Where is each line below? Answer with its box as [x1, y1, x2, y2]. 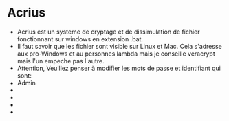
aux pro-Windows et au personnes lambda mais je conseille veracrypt [17, 49, 215, 58]
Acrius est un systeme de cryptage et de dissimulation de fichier [17, 27, 201, 36]
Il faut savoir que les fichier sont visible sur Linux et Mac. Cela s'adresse [17, 42, 222, 50]
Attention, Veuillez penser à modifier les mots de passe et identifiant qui [17, 64, 221, 72]
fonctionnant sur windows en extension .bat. [17, 34, 143, 43]
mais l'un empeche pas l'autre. [17, 56, 105, 65]
